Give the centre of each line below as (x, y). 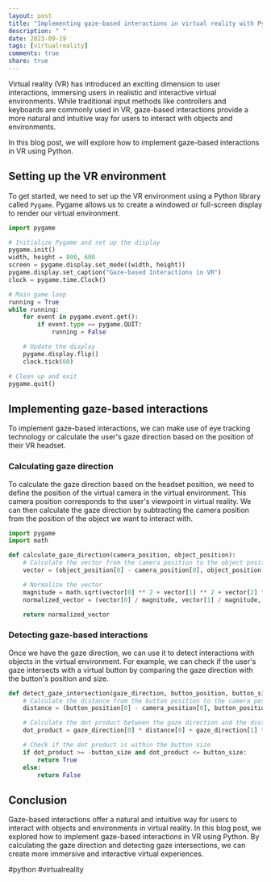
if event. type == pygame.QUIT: (90, 325)
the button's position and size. (58, 678)
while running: (34, 309)
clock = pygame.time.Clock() (57, 279)
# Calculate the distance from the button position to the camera (137, 701)
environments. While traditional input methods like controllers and (117, 101)
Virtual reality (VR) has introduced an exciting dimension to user (115, 84)
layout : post (30, 16)
